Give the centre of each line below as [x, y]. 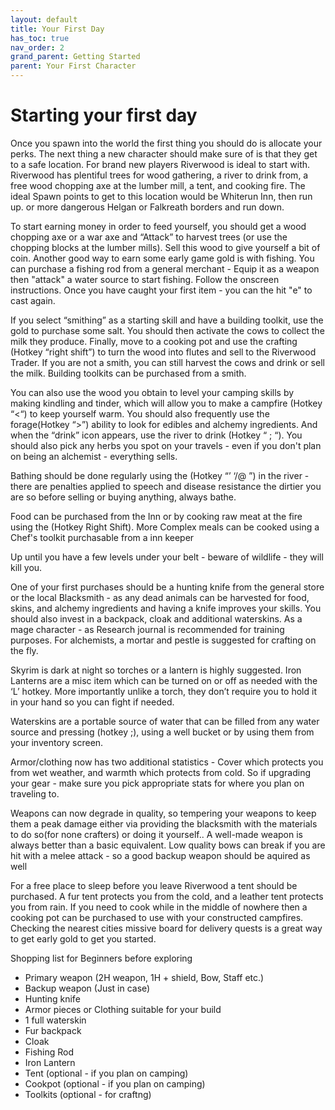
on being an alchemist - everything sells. [94, 456]
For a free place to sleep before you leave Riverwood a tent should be [154, 885]
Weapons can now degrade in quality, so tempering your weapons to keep [163, 813]
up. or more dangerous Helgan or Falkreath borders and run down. [147, 207]
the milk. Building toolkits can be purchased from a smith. [128, 373]
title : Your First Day [57, 29]
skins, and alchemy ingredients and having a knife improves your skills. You [166, 608]
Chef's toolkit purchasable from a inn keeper [102, 537]
